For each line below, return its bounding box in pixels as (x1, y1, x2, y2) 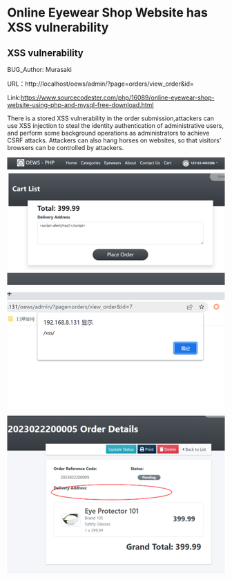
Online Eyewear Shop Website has (7, 5, 209, 21)
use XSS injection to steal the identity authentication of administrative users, (7, 122, 224, 129)
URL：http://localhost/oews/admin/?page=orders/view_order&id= (7, 79, 195, 88)
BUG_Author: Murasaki (7, 66, 72, 73)
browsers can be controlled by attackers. (7, 144, 124, 151)
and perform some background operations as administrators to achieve (7, 129, 210, 137)
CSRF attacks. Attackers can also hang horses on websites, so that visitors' (7, 136, 222, 144)
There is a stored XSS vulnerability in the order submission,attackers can (7, 114, 214, 122)
